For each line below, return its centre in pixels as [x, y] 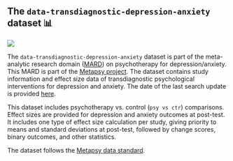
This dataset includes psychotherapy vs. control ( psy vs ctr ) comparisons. [116, 107]
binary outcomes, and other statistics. [62, 137]
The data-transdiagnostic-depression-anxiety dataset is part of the [106, 56]
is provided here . [31, 93]
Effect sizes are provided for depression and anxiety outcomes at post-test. [116, 114]
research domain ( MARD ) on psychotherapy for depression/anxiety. [129, 64]
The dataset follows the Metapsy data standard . [76, 150]
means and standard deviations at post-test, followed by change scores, [111, 129]
